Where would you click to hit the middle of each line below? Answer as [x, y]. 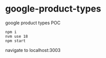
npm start [16, 41]
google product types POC [33, 23]
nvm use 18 [17, 36]
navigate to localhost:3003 [33, 50]
